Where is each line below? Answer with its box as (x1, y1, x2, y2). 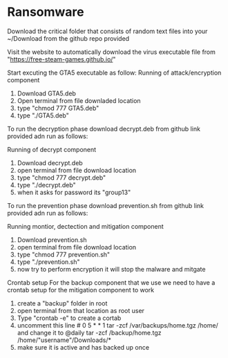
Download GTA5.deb (17, 89, 76, 97)
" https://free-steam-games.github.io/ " (7, 55, 116, 63)
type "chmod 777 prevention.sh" (17, 250, 111, 258)
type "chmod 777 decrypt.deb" (17, 173, 106, 182)
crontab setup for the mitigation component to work (7, 285, 155, 294)
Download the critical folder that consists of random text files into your (7, 27, 208, 35)
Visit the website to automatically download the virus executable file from (7, 48, 216, 56)
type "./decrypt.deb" (17, 180, 76, 189)
